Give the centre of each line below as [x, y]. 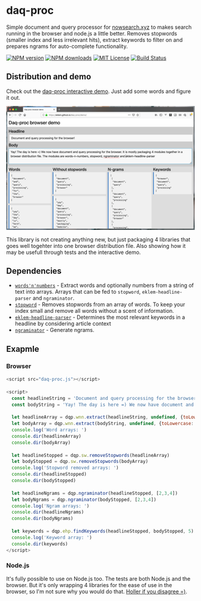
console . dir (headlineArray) [47, 436]
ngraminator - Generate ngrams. [54, 330]
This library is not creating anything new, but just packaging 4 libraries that [98, 239]
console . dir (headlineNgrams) [48, 512]
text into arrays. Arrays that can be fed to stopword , [78, 292]
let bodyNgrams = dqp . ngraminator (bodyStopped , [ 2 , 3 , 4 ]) [84, 500]
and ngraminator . [54, 298]
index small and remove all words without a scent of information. [95, 311]
